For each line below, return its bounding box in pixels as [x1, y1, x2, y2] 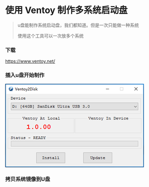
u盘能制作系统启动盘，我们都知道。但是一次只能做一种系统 [17, 22, 139, 28]
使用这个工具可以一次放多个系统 [17, 33, 84, 39]
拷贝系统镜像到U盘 [5, 176, 50, 183]
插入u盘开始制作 [5, 72, 45, 79]
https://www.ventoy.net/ [5, 58, 55, 64]
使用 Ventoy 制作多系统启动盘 [5, 5, 128, 16]
